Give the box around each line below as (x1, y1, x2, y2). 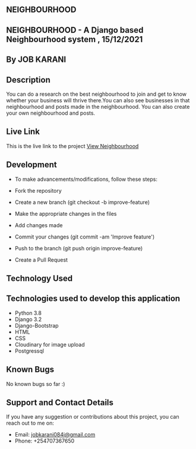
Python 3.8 (14, 309, 42, 316)
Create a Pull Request (14, 256, 68, 263)
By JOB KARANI (6, 55, 67, 65)
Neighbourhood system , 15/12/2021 (6, 34, 143, 44)
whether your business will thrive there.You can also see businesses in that (6, 96, 190, 103)
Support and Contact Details (6, 398, 114, 408)
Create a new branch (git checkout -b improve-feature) (14, 199, 150, 206)
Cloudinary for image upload (14, 341, 85, 348)
